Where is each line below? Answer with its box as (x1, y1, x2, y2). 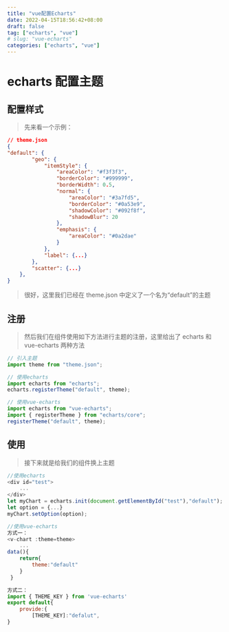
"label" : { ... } (43, 252, 88, 259)
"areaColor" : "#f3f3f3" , (56, 169, 128, 176)
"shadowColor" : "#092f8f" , (68, 207, 146, 214)
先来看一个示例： (23, 123, 73, 131)
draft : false (7, 23, 45, 30)
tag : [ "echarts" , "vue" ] (7, 29, 78, 36)
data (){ (7, 549, 30, 556)
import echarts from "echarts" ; (7, 380, 100, 387)
